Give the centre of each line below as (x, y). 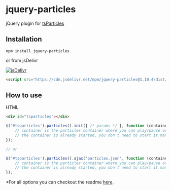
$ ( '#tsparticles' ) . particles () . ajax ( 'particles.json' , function (75, 158)
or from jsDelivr (22, 60)
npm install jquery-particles (38, 51)
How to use (24, 96)
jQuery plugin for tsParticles (35, 23)
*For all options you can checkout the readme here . (60, 182)
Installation (24, 39)
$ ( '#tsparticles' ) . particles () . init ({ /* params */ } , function (75, 126)
